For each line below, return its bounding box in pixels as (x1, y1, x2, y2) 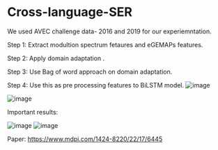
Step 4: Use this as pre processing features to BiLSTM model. (7, 81, 185, 89)
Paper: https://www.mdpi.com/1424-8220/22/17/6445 (7, 135, 163, 143)
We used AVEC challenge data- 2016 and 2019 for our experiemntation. (7, 27, 212, 35)
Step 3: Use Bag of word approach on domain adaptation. (7, 67, 173, 76)
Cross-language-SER (7, 4, 132, 20)
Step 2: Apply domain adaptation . (7, 53, 105, 62)
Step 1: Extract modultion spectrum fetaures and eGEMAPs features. (7, 40, 203, 49)
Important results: (7, 108, 59, 116)
